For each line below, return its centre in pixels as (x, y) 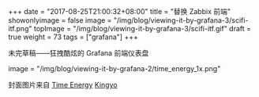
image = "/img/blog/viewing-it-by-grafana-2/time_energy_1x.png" (114, 68)
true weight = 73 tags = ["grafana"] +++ (73, 37)
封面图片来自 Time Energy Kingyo (63, 85)
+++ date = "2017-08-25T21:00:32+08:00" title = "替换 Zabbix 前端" (120, 11)
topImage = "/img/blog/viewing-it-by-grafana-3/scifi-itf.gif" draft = (142, 29)
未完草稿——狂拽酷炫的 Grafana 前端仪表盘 (79, 53)
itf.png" (21, 29)
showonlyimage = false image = (60, 20)
